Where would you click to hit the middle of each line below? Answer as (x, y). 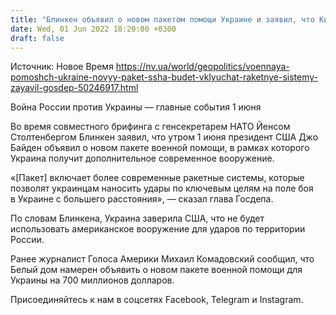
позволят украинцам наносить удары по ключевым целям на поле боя (162, 188)
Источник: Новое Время (62, 67)
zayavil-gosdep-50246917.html (74, 88)
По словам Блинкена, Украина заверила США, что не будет (137, 218)
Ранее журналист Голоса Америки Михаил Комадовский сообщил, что (162, 259)
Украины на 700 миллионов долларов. (92, 280)
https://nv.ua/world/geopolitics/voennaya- (202, 67)
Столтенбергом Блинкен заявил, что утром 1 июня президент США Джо (164, 137)
